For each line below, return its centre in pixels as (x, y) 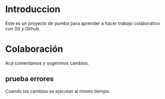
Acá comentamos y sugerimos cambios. (47, 63)
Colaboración (34, 49)
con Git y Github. (23, 28)
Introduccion (33, 9)
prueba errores (30, 79)
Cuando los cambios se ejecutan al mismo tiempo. (58, 91)
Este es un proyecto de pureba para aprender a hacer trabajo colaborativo (83, 23)
